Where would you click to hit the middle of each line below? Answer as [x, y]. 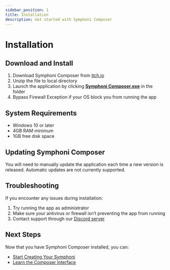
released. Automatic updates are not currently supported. [65, 170]
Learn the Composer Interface [44, 262]
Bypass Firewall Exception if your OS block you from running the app [84, 97]
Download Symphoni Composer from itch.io [58, 76]
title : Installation [27, 15]
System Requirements [41, 113]
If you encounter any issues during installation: [54, 198]
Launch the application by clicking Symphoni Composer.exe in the [83, 86]
